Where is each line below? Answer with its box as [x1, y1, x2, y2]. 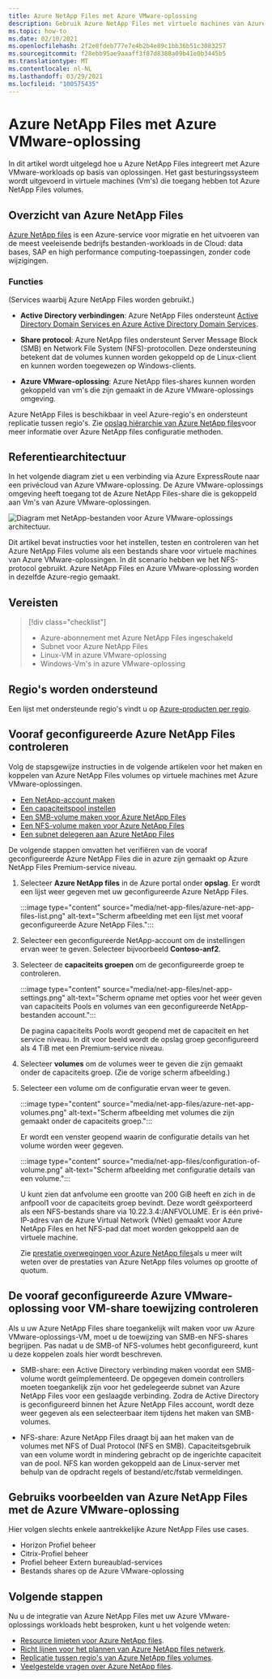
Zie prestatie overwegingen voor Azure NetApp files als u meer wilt [19, 1248, 243, 1257]
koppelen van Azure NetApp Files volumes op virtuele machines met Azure [8, 770, 259, 780]
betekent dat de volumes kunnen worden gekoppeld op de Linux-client [19, 352, 257, 361]
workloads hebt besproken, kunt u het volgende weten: [46, 1620, 231, 1629]
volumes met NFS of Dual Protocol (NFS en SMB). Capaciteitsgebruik [19, 1441, 251, 1451]
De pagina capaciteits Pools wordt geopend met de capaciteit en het [19, 1025, 249, 1036]
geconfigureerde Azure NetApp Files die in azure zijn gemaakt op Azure [8, 854, 249, 863]
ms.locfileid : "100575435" [8, 80, 100, 88]
